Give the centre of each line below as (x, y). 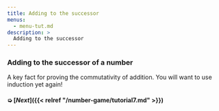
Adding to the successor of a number (70, 63)
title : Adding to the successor (53, 13)
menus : (16, 20)
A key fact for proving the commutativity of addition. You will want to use (109, 77)
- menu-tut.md (33, 26)
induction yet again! (35, 84)
